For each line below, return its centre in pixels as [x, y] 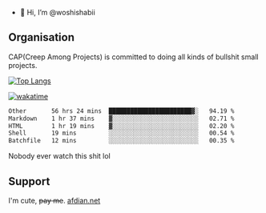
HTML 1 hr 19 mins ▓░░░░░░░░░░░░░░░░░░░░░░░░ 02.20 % [121, 126]
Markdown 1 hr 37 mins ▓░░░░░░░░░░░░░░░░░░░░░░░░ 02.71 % [121, 119]
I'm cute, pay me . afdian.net [54, 201]
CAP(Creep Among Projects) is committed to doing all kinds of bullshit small [133, 57]
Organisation [41, 37]
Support [29, 181]
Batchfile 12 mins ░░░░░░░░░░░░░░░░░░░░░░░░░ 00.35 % [121, 141]
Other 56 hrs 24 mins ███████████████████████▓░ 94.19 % [121, 111]
